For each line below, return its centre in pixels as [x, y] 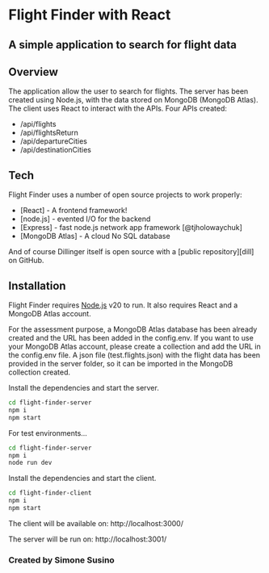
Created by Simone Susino [61, 560]
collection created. [40, 372]
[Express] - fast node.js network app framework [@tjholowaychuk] [131, 228]
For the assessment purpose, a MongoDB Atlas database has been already [133, 329]
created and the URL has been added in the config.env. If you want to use [131, 338]
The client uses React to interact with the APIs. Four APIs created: [118, 109]
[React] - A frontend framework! [74, 211]
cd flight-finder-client [50, 493]
